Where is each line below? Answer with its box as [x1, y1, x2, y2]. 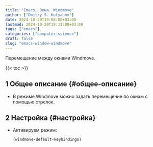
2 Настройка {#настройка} [5, 113, 96, 122]
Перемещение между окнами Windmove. [5, 55, 95, 61]
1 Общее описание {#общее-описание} [5, 80, 137, 89]
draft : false [5, 36, 33, 41]
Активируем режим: [12, 127, 57, 133]
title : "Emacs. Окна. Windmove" [5, 7, 74, 13]
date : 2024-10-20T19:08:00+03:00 [5, 17, 76, 22]
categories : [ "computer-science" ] [5, 31, 79, 36]
